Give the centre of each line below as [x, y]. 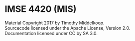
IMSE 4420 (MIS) [41, 9]
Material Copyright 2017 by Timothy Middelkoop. [55, 23]
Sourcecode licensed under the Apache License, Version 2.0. [67, 28]
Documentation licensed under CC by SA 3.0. [51, 33]
